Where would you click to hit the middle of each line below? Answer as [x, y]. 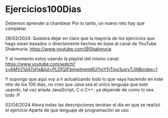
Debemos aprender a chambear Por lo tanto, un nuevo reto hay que [75, 23]
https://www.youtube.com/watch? [40, 64]
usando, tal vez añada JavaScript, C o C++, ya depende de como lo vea [79, 89]
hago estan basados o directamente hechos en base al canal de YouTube [81, 43]
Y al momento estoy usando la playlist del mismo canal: [62, 58]
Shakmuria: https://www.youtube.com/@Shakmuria [58, 49]
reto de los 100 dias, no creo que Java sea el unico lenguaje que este [76, 84]
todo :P [13, 95]
